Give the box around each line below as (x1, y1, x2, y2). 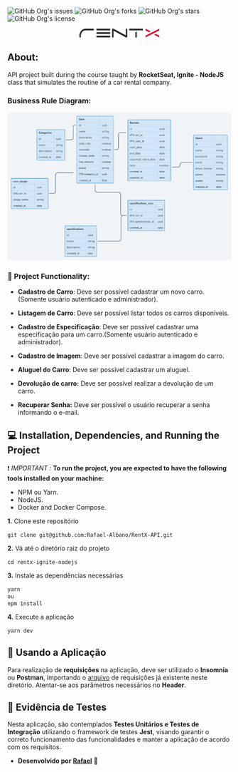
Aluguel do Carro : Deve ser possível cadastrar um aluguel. (17, 365, 190, 374)
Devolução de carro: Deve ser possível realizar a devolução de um (17, 379, 214, 388)
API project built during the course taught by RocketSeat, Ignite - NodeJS (7, 70, 224, 78)
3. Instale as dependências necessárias (7, 571, 124, 580)
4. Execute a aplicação (7, 612, 75, 621)
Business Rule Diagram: (7, 96, 92, 105)
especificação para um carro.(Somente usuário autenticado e (17, 330, 198, 339)
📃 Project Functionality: (7, 271, 90, 281)
